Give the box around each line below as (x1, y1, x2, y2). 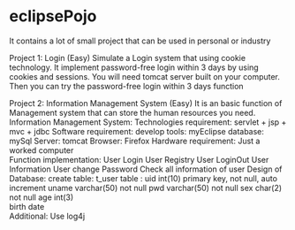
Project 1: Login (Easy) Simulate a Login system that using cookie (9, 52, 246, 63)
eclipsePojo (9, 6, 97, 27)
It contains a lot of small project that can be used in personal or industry (9, 35, 271, 46)
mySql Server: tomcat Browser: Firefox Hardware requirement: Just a (9, 135, 261, 146)
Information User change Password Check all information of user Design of (9, 164, 283, 174)
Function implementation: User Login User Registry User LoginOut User (9, 154, 269, 165)
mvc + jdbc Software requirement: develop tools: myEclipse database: (9, 126, 265, 136)
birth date (9, 201, 45, 211)
